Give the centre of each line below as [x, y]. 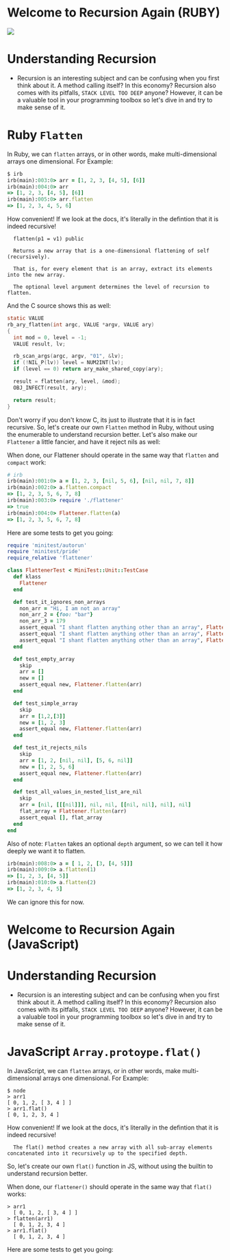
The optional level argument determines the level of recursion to [112, 287]
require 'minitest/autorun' [47, 545]
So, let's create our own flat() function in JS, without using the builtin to [110, 1166]
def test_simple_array [46, 703]
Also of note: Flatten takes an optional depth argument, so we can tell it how [115, 844]
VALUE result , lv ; [40, 344]
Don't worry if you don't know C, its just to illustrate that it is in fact [101, 420]
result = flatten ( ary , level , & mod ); [67, 382]
